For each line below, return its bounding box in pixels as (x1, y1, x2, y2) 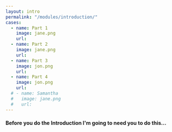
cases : (5, 19, 22, 25)
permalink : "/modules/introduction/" (5, 14, 98, 20)
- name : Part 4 (11, 74, 48, 80)
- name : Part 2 (11, 42, 48, 48)
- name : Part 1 (11, 25, 48, 31)
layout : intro (5, 8, 41, 15)
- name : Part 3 (11, 57, 48, 63)
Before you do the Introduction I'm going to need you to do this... (5, 120, 167, 127)
